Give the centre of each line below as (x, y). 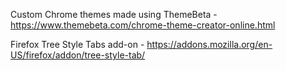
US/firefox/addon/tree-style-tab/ (78, 55)
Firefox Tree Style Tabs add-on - (77, 44)
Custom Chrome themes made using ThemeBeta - (114, 14)
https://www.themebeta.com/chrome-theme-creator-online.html (143, 25)
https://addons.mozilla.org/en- (209, 44)
